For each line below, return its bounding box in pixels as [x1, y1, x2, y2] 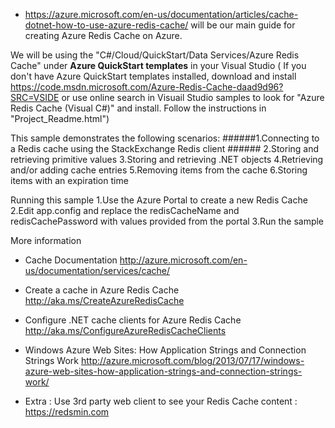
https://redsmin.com [24, 406, 110, 418]
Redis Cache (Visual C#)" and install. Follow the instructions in [10, 102, 267, 114]
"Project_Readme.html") [10, 113, 110, 124]
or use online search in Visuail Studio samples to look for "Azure [61, 92, 325, 103]
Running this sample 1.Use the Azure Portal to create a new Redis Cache [10, 194, 308, 206]
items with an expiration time [10, 175, 129, 186]
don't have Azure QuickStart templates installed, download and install [10, 70, 297, 82]
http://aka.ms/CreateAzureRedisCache [24, 295, 185, 306]
